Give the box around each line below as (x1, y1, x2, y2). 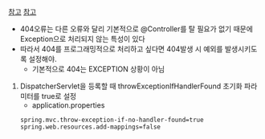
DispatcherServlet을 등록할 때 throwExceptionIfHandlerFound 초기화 (19, 81, 243, 91)
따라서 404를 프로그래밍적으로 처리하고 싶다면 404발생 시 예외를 (19, 44, 223, 54)
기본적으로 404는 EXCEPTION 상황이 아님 (31, 64, 165, 74)
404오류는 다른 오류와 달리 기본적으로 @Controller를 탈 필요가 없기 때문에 (19, 24, 253, 34)
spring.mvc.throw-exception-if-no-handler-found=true (19, 116, 204, 124)
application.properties (31, 100, 105, 110)
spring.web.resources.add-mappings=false (19, 123, 161, 131)
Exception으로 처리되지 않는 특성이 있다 (19, 35, 146, 43)
